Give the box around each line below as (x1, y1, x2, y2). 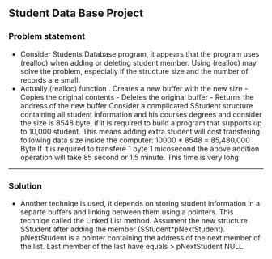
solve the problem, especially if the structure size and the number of (19, 66, 249, 76)
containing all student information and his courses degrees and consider (19, 109, 262, 119)
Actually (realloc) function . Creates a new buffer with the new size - (19, 83, 249, 93)
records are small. (19, 74, 81, 84)
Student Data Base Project (8, 6, 144, 20)
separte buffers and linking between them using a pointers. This (19, 206, 234, 217)
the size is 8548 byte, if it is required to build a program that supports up (19, 117, 262, 128)
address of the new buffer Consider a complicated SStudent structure (19, 100, 253, 110)
